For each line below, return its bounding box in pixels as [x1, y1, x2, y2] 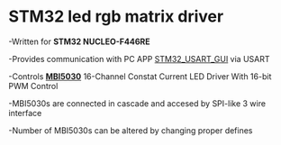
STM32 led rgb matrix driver [8, 6, 224, 27]
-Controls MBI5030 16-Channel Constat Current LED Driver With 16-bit [8, 70, 272, 82]
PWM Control [8, 80, 59, 91]
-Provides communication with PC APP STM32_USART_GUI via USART [8, 53, 271, 64]
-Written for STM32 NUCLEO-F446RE [8, 36, 150, 47]
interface [8, 107, 42, 118]
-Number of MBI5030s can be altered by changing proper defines [8, 124, 253, 136]
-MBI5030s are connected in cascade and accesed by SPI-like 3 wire [8, 97, 267, 109]
